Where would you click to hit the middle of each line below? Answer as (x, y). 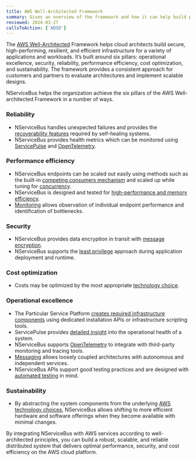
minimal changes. (36, 422)
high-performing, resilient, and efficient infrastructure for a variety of (89, 51)
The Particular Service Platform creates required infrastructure (90, 313)
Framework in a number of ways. (74, 99)
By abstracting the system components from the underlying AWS (92, 404)
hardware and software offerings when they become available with (95, 416)
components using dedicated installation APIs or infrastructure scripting (101, 319)
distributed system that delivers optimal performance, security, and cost (93, 446)
